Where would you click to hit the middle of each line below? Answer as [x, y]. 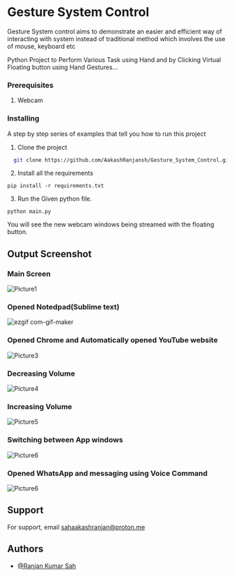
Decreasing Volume [41, 374]
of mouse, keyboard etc [41, 46]
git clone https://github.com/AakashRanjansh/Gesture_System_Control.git [123, 160]
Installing [23, 118]
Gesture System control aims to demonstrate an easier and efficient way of [115, 31]
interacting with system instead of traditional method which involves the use [116, 38]
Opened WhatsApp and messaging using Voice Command [107, 473]
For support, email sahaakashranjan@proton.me [76, 527]
